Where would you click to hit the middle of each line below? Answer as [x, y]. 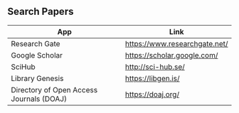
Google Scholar [37, 55]
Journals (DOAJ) [39, 99]
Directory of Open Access [54, 90]
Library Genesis [37, 78]
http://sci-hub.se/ [155, 67]
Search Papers [41, 12]
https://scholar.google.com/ [171, 55]
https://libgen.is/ [152, 78]
